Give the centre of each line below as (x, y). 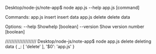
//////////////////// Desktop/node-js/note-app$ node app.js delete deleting (78, 41)
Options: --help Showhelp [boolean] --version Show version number (75, 27)
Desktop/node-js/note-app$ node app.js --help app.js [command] (72, 8)
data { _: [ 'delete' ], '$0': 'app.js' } (40, 46)
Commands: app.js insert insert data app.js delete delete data (68, 17)
